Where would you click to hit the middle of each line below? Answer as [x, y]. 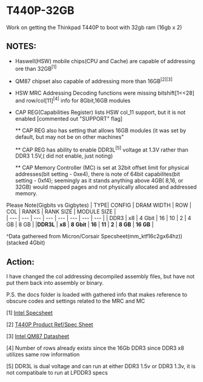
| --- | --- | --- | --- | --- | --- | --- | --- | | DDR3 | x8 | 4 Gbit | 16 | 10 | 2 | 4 [99, 218]
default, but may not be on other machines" [69, 136]
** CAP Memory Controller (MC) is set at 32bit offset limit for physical [102, 168]
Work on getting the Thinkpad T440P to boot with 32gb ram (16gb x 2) [94, 27]
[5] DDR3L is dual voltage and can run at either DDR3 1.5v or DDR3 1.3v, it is [101, 366]
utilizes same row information [43, 355]
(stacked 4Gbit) [26, 243]
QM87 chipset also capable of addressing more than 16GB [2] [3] [94, 81]
